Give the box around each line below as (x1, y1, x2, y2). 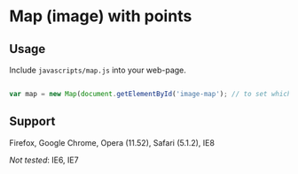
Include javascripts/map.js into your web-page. (9, 64, 186, 75)
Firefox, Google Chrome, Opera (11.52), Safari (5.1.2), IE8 (9, 137, 216, 148)
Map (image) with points (9, 6, 192, 26)
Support (9, 114, 56, 129)
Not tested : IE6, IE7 (9, 155, 79, 165)
